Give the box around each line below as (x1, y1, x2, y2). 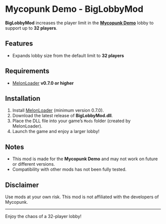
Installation (5, 94, 41, 102)
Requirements (5, 67, 49, 75)
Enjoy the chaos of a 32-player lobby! (5, 214, 82, 219)
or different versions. (12, 161, 55, 167)
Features (5, 40, 33, 48)
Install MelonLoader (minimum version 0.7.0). (12, 107, 104, 113)
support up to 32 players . (5, 25, 58, 31)
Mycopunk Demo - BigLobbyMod (5, 3, 144, 15)
